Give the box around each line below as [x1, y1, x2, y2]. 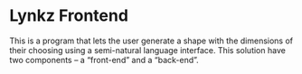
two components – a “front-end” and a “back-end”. [9, 54, 199, 65]
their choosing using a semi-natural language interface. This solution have [9, 44, 287, 55]
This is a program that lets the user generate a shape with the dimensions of [9, 35, 294, 46]
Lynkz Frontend [9, 5, 129, 26]
